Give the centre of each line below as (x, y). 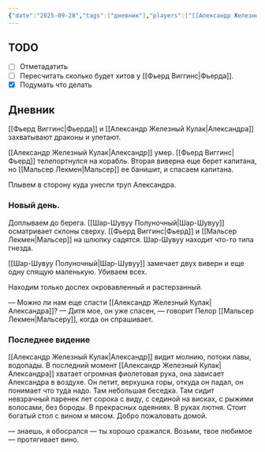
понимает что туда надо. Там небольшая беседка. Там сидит (111, 391)
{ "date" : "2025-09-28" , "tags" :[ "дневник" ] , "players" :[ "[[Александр (119, 15)
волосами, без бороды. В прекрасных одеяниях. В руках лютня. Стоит (127, 408)
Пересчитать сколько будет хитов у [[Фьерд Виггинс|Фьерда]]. (127, 75)
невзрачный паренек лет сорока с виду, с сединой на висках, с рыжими (131, 399)
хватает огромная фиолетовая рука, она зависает (140, 374)
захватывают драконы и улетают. (65, 137)
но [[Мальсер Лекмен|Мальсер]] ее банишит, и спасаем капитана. (121, 169)
